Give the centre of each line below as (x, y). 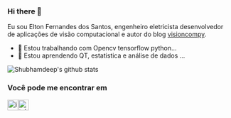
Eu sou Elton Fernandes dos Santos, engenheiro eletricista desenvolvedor (116, 27)
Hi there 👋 (25, 11)
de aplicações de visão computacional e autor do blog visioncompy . (107, 34)
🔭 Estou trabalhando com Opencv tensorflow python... (97, 48)
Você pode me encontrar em (58, 88)
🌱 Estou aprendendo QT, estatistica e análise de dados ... (101, 55)
